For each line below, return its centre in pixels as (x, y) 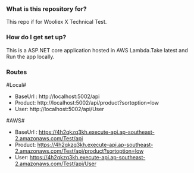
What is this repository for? (47, 9)
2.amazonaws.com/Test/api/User (56, 163)
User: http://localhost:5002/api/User (59, 109)
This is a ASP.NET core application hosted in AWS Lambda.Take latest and (97, 50)
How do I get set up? (36, 37)
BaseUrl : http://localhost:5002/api (57, 96)
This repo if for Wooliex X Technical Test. (57, 22)
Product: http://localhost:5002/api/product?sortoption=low (87, 102)
